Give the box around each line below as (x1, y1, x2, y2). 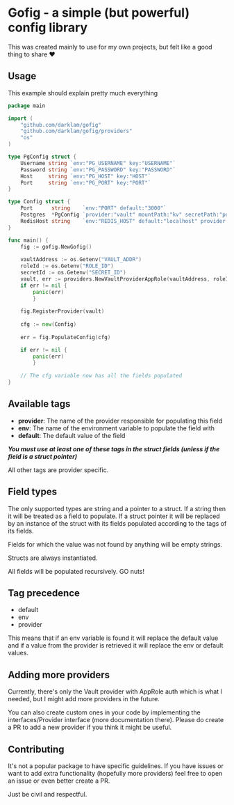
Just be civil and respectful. (8, 790, 87, 798)
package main (8, 102, 46, 109)
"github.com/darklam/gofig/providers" (20, 127, 133, 135)
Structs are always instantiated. (8, 554, 98, 562)
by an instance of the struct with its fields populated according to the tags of (8, 519, 227, 527)
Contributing (8, 743, 65, 755)
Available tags (8, 398, 71, 410)
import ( (8, 115, 33, 122)
